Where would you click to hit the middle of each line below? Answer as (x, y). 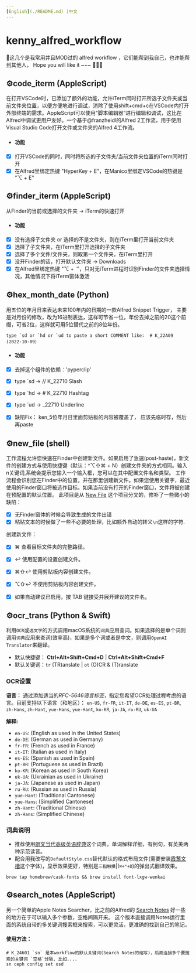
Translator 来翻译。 (29, 645)
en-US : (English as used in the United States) (68, 733)
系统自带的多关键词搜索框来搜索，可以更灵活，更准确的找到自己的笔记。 (103, 924)
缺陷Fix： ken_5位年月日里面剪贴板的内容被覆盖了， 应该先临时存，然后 (100, 417)
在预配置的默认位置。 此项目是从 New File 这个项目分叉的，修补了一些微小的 (98, 495)
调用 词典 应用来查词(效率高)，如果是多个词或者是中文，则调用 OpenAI (87, 638)
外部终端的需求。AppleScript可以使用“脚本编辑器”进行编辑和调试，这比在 (94, 113)
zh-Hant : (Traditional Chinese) (50, 808)
